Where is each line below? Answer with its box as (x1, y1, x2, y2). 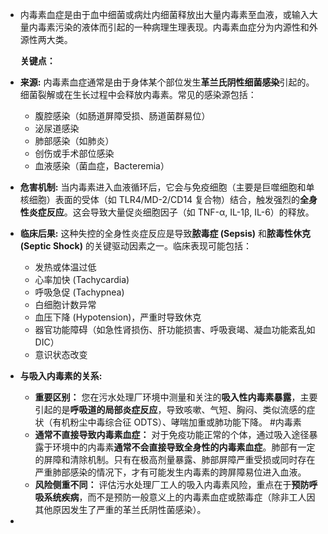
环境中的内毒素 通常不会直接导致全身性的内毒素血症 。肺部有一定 (52, 441, 316, 453)
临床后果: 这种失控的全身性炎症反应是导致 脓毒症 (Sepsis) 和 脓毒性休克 (19, 228, 312, 239)
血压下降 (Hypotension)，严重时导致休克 (34, 311, 202, 323)
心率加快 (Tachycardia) (34, 274, 130, 285)
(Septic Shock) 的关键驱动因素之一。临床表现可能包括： (19, 240, 252, 252)
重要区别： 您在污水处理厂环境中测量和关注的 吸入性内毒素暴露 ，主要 (34, 391, 318, 403)
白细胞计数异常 (34, 299, 97, 310)
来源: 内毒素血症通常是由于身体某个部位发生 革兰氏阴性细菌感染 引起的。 (19, 76, 315, 88)
